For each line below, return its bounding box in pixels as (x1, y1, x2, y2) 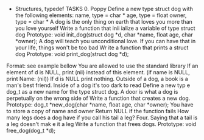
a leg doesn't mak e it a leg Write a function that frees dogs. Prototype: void (6, 121, 197, 127)
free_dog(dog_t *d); (6, 127, 56, 134)
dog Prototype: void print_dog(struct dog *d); (15, 51, 129, 57)
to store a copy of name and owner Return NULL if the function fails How (6, 108, 189, 114)
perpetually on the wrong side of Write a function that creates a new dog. (6, 94, 191, 102)
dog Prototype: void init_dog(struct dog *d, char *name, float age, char (15, 31, 193, 38)
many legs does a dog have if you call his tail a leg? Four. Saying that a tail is (6, 114, 198, 121)
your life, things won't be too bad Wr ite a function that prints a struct (15, 44, 189, 51)
